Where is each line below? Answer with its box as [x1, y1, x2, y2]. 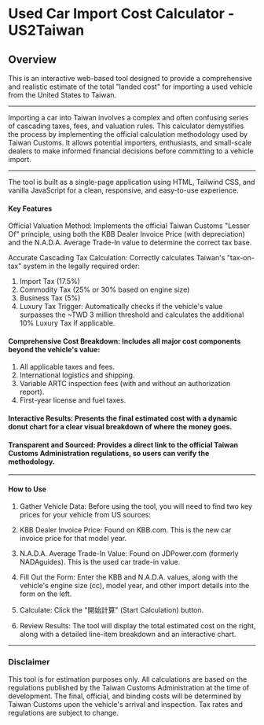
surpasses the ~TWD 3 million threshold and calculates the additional [19, 310, 244, 319]
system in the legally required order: [23, 261, 140, 271]
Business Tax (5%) [19, 293, 81, 303]
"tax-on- [226, 253, 255, 263]
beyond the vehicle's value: [8, 344, 101, 354]
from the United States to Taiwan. [8, 90, 117, 99]
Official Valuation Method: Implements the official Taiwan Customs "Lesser [8, 221, 250, 230]
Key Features [8, 204, 53, 213]
